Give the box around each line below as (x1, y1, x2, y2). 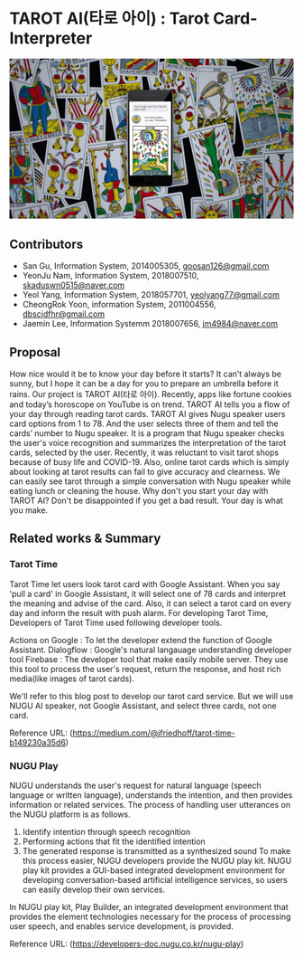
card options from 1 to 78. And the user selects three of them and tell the (9, 418, 279, 430)
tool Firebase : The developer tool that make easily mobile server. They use (9, 653, 289, 665)
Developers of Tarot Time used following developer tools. (9, 617, 223, 628)
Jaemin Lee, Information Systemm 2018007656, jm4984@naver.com (22, 318, 278, 329)
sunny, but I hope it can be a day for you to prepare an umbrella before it (9, 378, 280, 389)
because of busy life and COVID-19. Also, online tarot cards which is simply (9, 457, 289, 468)
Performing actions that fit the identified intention (22, 836, 206, 847)
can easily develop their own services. (22, 884, 166, 896)
